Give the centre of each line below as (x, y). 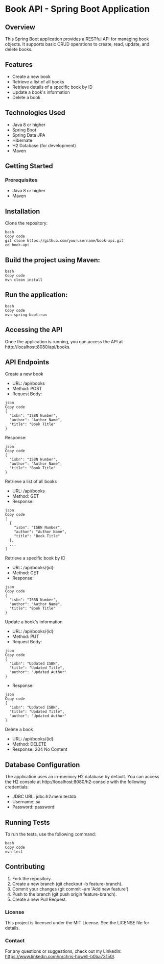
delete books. (19, 49)
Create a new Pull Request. (39, 899)
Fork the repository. (32, 878)
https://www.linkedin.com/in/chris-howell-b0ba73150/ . (60, 957)
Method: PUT (25, 636)
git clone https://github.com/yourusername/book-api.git (64, 241)
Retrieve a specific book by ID (35, 558)
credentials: (17, 787)
